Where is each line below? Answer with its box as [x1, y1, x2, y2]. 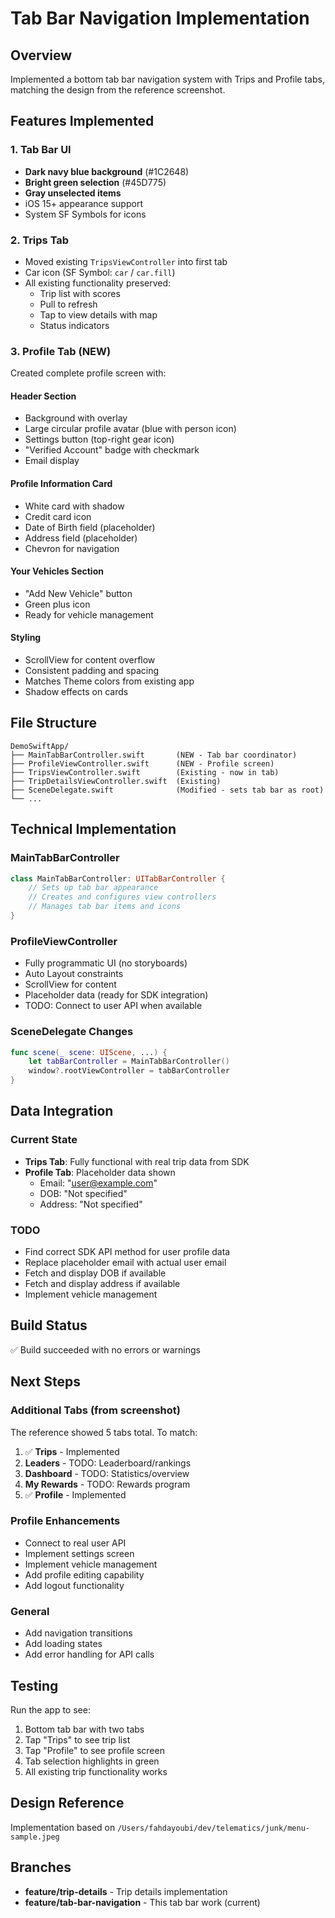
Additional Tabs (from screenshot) [10, 1403, 181, 1417]
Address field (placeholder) [24, 532, 138, 544]
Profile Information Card [10, 478, 113, 490]
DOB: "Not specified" [39, 1187, 128, 1199]
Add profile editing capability [24, 1568, 145, 1581]
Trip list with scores [39, 287, 121, 299]
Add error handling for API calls [24, 1648, 155, 1661]
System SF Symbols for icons [24, 208, 147, 220]
